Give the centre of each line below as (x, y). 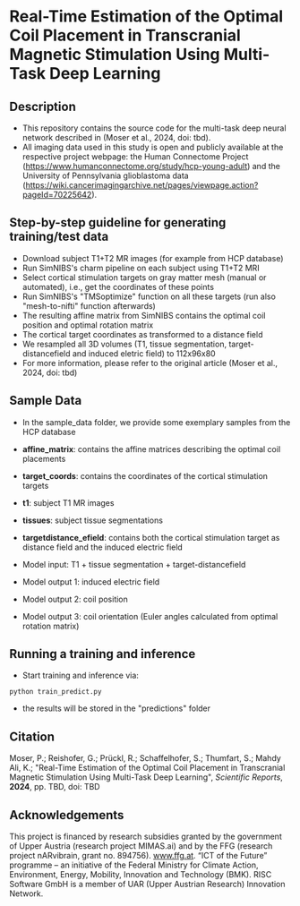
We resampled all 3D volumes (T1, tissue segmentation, (124, 344)
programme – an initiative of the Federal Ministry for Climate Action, (134, 865)
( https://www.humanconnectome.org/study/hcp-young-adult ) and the (151, 166)
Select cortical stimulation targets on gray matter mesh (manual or (144, 277)
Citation (32, 736)
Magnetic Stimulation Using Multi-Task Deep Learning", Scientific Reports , (146, 777)
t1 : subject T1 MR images (68, 502)
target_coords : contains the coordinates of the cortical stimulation (145, 475)
